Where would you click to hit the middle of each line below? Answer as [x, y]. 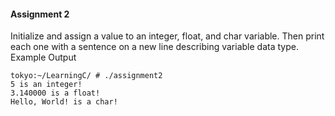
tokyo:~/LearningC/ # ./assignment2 [86, 76]
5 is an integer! [46, 85]
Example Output [43, 57]
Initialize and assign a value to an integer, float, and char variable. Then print [167, 36]
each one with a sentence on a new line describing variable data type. [154, 47]
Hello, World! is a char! [64, 102]
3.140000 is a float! [55, 93]
